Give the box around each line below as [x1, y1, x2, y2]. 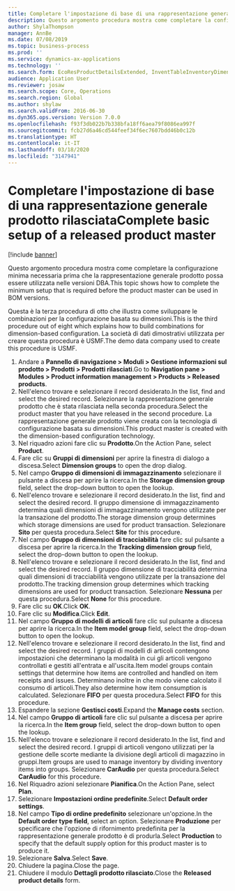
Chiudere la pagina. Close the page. [17, 861, 119, 869]
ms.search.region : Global [8, 95, 83, 102]
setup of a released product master [8, 227, 216, 243]
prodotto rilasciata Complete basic [8, 213, 210, 229]
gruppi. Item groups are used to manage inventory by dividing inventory [17, 757, 222, 766]
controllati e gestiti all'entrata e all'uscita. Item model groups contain [17, 661, 213, 669]
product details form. [17, 876, 81, 884]
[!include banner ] [8, 250, 58, 259]
